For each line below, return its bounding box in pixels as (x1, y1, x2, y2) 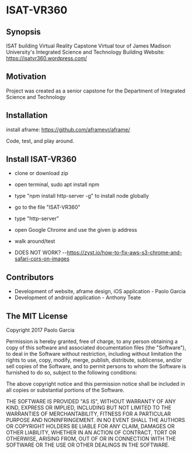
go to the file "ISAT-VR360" (14, 204, 81, 211)
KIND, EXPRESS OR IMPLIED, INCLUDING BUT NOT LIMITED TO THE (6, 404, 172, 411)
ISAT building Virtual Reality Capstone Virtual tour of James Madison (6, 42, 171, 49)
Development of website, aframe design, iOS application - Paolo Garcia (14, 288, 186, 295)
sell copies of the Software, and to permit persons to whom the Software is (6, 363, 187, 370)
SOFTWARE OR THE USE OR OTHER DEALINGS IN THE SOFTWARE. (6, 441, 170, 448)
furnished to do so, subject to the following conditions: (6, 369, 137, 376)
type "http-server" (14, 215, 60, 222)
